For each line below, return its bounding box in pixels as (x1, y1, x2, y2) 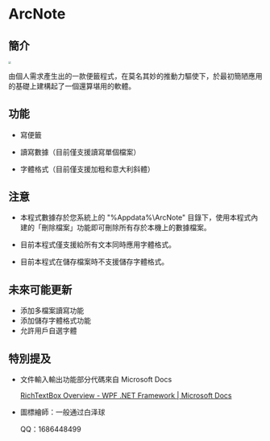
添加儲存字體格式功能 (19, 315, 91, 326)
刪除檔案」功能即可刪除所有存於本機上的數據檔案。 (41, 223, 211, 233)
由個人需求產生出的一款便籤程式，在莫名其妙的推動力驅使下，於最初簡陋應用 (8, 71, 263, 80)
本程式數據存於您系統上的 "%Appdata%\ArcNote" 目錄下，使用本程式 (19, 212, 251, 222)
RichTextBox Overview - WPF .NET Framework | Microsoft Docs (19, 391, 232, 401)
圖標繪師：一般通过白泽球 (19, 407, 106, 417)
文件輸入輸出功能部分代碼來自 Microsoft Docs (19, 375, 172, 385)
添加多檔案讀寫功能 (19, 306, 85, 315)
